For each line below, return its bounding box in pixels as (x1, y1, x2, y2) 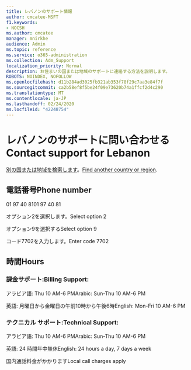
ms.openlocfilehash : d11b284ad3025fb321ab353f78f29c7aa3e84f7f (6, 79, 164, 85)
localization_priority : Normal (6, 63, 82, 69)
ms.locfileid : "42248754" (6, 106, 69, 112)
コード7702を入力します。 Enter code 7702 (6, 238, 109, 245)
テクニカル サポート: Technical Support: (6, 318, 119, 326)
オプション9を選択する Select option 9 (6, 226, 98, 233)
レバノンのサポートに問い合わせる (6, 133, 171, 147)
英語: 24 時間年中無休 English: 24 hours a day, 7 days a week (6, 345, 152, 352)
